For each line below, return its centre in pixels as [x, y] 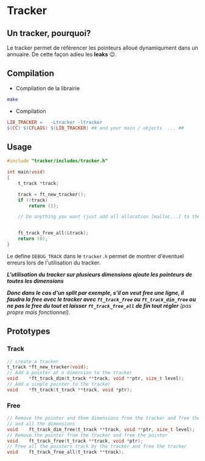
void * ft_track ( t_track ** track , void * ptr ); [70, 390]
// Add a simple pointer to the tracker [59, 384]
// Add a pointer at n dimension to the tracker [70, 373]
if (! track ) [33, 200]
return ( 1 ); [44, 206]
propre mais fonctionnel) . [39, 312]
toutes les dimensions [36, 281]
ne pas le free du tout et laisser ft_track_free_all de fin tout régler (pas [99, 305]
